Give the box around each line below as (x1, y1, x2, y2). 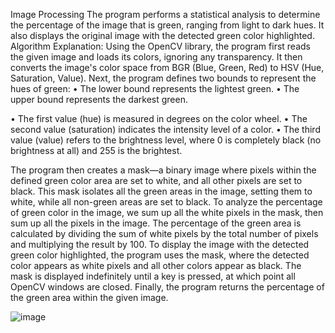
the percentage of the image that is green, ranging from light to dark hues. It (10, 19, 325, 31)
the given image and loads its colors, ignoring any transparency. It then (10, 51, 303, 63)
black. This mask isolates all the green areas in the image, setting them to (10, 185, 313, 197)
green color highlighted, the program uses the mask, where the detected (10, 249, 310, 261)
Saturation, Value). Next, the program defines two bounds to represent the (10, 72, 317, 84)
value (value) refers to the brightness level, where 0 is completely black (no (10, 134, 322, 146)
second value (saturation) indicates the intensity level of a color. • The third (10, 124, 321, 135)
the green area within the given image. (10, 292, 169, 303)
